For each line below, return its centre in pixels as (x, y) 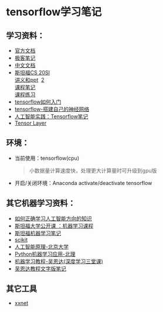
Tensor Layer (30, 123)
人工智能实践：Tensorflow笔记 (51, 116)
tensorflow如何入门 (38, 102)
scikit (21, 239)
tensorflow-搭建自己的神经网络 (52, 109)
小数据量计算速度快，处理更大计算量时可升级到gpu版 (93, 170)
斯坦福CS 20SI (32, 73)
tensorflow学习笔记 (54, 12)
